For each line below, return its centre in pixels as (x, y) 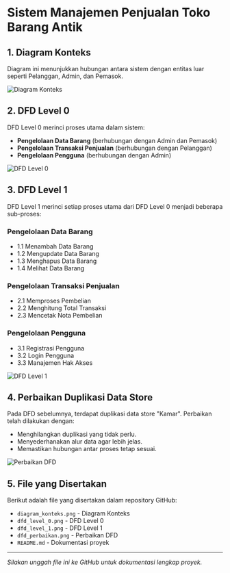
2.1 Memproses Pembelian (54, 301)
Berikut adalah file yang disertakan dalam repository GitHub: (92, 500)
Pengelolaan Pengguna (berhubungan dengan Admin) (94, 155)
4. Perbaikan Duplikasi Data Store (80, 397)
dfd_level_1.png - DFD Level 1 (60, 528)
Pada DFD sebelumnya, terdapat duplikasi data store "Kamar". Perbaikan (110, 414)
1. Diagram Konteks (49, 52)
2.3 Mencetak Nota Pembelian (60, 316)
